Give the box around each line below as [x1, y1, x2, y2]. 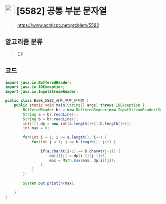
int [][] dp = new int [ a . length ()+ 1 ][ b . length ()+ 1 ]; [23, 121, 132, 126]
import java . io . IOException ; [5, 84, 65, 90]
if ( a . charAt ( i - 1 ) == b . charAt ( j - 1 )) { [40, 149, 121, 154]
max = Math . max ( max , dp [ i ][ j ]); [49, 158, 116, 163]
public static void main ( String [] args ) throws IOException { [14, 103, 145, 108]
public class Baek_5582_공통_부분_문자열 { [5, 98, 89, 103]
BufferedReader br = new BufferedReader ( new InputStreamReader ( [23, 107, 158, 112]
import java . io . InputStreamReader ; [5, 89, 79, 94]
